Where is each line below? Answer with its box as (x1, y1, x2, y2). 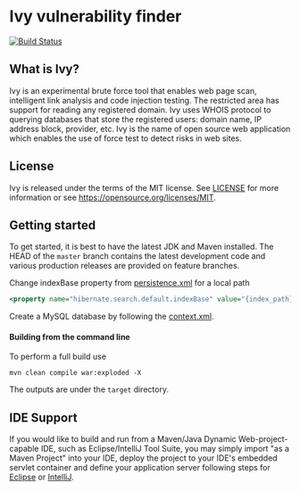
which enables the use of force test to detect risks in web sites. (9, 132, 243, 144)
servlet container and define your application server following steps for (9, 462, 271, 473)
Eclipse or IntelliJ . (9, 471, 74, 483)
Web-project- (237, 434, 288, 445)
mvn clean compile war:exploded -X (9, 369, 142, 378)
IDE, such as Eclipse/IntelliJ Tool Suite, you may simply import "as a (40, 444, 290, 454)
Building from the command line (9, 331, 131, 342)
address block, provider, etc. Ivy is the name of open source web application (9, 123, 291, 134)
